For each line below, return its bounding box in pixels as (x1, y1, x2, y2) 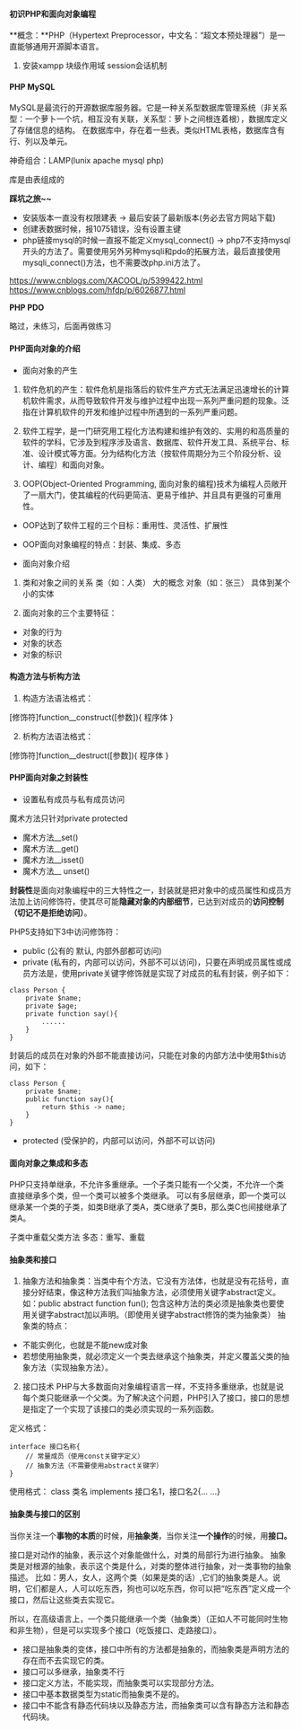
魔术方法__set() (21, 832, 79, 843)
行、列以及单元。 (9, 136, 73, 147)
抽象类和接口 (9, 1254, 56, 1265)
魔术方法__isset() (21, 854, 85, 866)
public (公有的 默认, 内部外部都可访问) (21, 946, 163, 957)
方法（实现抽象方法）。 (30, 1362, 114, 1373)
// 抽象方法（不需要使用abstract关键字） (25, 1461, 163, 1470)
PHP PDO (9, 302, 45, 313)
